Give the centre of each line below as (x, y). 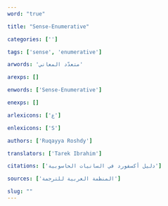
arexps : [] (23, 77)
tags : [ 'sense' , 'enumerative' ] (54, 52)
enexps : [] (23, 103)
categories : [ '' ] (33, 39)
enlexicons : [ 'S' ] (34, 128)
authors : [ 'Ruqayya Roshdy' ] (50, 141)
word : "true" (26, 14)
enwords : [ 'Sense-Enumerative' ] (54, 90)
